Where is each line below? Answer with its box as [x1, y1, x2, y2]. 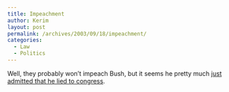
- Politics [13, 50, 46, 57]
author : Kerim [7, 17, 49, 24]
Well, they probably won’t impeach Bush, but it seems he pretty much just [7, 69, 222, 78]
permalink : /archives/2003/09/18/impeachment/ [7, 30, 147, 38]
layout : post [7, 23, 46, 30]
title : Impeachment [7, 10, 65, 18]
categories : [7, 37, 42, 44]
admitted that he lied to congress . [7, 76, 105, 85]
